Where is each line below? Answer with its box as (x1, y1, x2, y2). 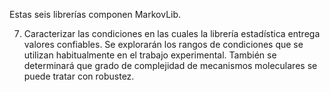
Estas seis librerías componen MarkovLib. (9, 9, 182, 20)
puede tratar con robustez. (23, 70, 135, 82)
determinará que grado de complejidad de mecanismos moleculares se (23, 60, 318, 71)
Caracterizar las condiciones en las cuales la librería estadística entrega (23, 28, 321, 39)
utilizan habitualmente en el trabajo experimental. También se (23, 49, 277, 61)
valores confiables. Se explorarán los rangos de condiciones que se (23, 39, 304, 50)
